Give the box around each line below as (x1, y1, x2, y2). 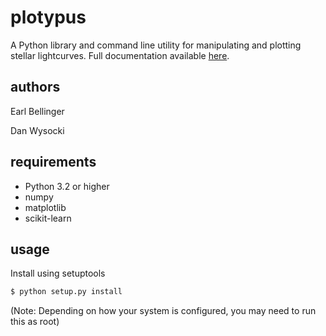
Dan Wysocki (10, 124, 65, 136)
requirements (10, 154, 97, 171)
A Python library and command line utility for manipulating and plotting (10, 39, 302, 51)
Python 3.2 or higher (24, 180, 110, 192)
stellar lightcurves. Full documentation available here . (10, 49, 230, 61)
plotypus (10, 6, 87, 29)
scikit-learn (24, 212, 72, 224)
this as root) (10, 316, 60, 328)
